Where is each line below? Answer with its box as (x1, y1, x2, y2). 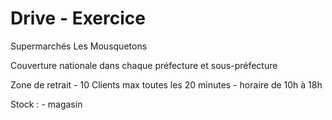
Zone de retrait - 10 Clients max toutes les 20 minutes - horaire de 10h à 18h (10, 78, 323, 91)
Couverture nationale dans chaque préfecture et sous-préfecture (10, 59, 278, 71)
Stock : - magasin (10, 98, 83, 110)
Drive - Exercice (10, 7, 146, 30)
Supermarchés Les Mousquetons (10, 40, 148, 52)
